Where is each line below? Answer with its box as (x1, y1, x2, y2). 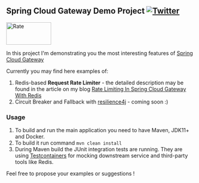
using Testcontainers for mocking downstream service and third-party (14, 152, 188, 159)
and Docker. (14, 133, 45, 141)
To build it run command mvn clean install (14, 139, 123, 147)
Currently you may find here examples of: (6, 67, 109, 75)
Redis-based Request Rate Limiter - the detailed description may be (14, 79, 184, 86)
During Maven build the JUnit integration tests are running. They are (14, 146, 183, 153)
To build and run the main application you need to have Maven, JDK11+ (14, 127, 189, 134)
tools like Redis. (14, 158, 54, 166)
